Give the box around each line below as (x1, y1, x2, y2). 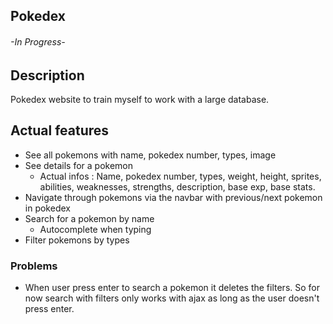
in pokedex (24, 202, 71, 214)
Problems (10, 259, 58, 273)
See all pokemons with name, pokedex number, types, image (24, 149, 277, 161)
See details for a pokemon (24, 159, 133, 171)
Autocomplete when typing (39, 223, 152, 235)
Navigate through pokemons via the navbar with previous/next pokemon (24, 191, 323, 203)
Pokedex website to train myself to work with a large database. (10, 94, 270, 106)
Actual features (10, 122, 110, 139)
